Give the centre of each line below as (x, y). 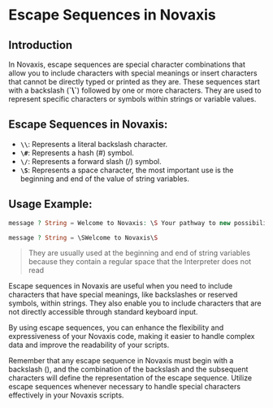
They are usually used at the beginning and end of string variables (139, 253)
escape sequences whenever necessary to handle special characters (125, 387)
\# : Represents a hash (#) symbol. (77, 153)
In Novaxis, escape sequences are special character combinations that (127, 64)
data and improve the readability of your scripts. (89, 345)
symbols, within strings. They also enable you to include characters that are (135, 303)
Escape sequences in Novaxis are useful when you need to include (121, 286)
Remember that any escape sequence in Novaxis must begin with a (121, 361)
